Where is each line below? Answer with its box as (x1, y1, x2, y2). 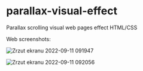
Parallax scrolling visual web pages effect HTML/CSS (6, 24, 138, 31)
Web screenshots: (6, 35, 51, 42)
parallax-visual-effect (6, 4, 118, 18)
